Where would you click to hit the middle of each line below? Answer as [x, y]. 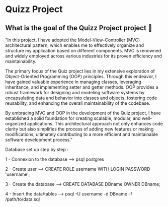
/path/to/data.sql [23, 199]
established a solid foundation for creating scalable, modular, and [73, 118]
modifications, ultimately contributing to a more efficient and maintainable [82, 134]
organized [16, 124]
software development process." [39, 140]
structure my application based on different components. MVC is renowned [83, 51]
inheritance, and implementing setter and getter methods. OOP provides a [82, 87]
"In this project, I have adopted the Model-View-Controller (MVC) [73, 40]
